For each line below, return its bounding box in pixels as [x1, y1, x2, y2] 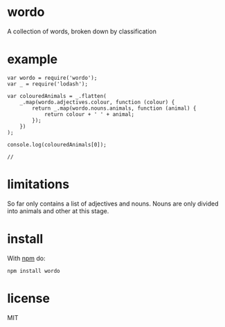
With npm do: [7, 254, 46, 262]
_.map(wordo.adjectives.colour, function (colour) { [19, 99, 175, 106]
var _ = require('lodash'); [7, 81, 89, 87]
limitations [7, 176, 70, 192]
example [7, 51, 58, 67]
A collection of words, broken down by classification [7, 27, 157, 35]
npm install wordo [7, 267, 60, 274]
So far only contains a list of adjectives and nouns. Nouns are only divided [7, 199, 219, 208]
